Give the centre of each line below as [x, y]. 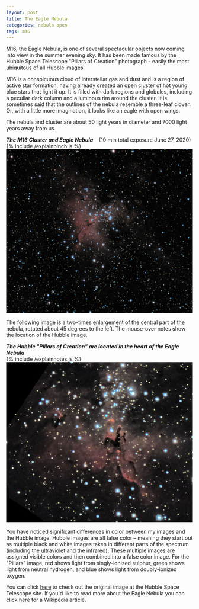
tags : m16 [18, 31]
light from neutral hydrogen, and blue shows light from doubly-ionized [92, 569]
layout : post [22, 12]
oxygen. [16, 575]
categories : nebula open [37, 25]
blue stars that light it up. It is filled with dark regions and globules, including [99, 92]
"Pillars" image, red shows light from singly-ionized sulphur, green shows [95, 563]
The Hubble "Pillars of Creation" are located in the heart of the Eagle [93, 347]
